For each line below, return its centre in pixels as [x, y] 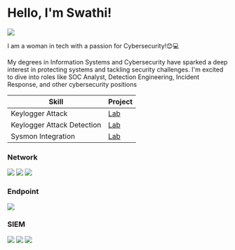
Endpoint [23, 192]
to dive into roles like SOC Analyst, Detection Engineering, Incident [103, 77]
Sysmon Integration [43, 136]
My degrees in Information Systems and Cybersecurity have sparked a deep [117, 62]
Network [22, 157]
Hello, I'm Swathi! [60, 13]
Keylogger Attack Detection [56, 125]
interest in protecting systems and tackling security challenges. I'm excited [115, 69]
